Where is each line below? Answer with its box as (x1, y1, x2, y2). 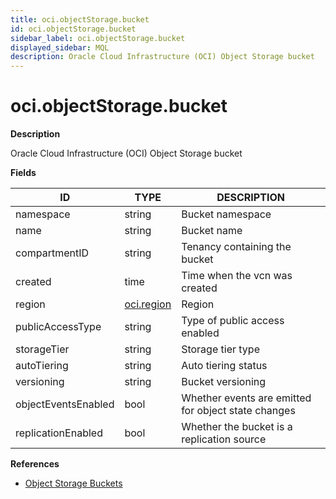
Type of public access (181, 314, 285, 328)
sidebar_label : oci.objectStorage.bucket (10, 33, 186, 43)
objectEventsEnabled (15, 397, 115, 411)
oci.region (124, 297, 172, 311)
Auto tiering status (181, 359, 268, 373)
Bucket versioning (181, 375, 267, 389)
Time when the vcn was (181, 269, 293, 283)
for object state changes (181, 404, 296, 418)
